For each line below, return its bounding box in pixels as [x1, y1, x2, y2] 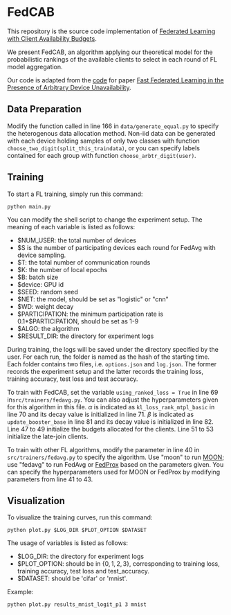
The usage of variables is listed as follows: [7, 539, 129, 547]
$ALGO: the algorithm [17, 324, 80, 332]
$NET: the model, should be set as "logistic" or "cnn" [17, 295, 169, 303]
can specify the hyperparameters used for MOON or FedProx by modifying [7, 467, 221, 476]
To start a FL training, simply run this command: [7, 190, 143, 198]
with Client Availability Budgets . [7, 34, 97, 42]
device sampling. [17, 251, 66, 259]
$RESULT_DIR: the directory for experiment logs [17, 332, 154, 340]
